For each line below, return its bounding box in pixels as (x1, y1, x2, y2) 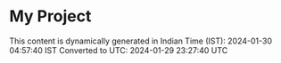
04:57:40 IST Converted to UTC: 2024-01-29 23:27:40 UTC (9, 44, 228, 55)
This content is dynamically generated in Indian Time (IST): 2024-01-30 (9, 35, 272, 46)
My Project (9, 6, 92, 27)
